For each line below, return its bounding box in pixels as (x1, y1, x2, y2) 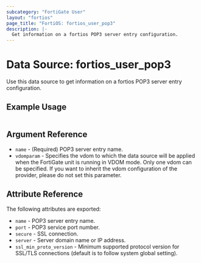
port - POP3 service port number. (15, 223, 100, 231)
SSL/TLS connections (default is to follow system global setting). (15, 249, 178, 256)
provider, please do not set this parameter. (15, 171, 122, 178)
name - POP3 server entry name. (15, 217, 96, 224)
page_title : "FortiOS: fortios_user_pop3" (6, 20, 116, 26)
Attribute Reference (6, 189, 83, 200)
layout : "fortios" (6, 15, 53, 21)
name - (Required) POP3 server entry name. (15, 146, 123, 153)
